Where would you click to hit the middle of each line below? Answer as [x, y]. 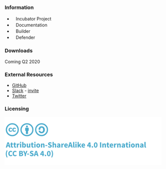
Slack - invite [25, 90]
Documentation [32, 25]
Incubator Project [34, 19]
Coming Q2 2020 [22, 62]
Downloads [19, 51]
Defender [25, 38]
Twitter [19, 95]
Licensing [17, 108]
